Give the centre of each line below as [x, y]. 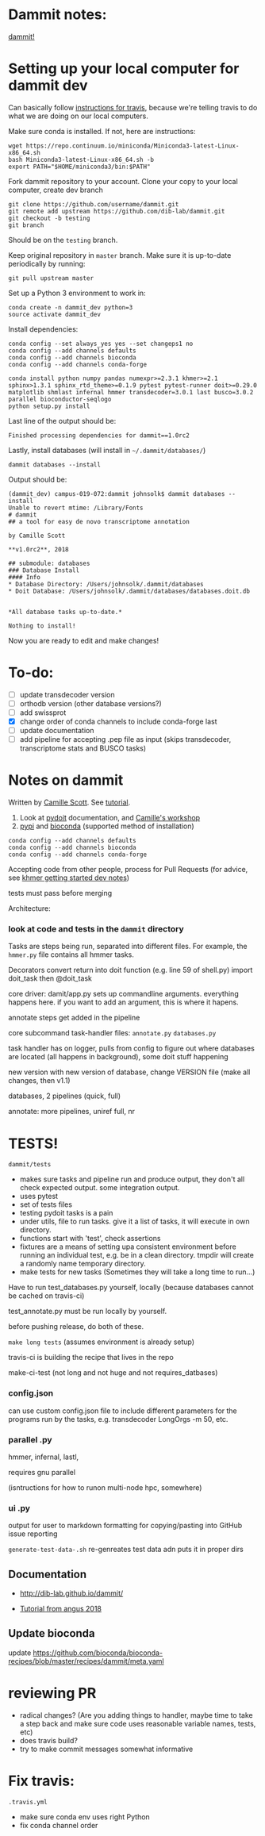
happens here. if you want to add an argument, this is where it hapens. [124, 1002]
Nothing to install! [42, 626]
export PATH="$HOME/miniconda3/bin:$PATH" [79, 167]
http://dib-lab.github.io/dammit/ [71, 1593]
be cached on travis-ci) [46, 1296]
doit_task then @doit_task [50, 978]
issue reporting [33, 1534]
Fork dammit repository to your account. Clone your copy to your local [123, 181]
